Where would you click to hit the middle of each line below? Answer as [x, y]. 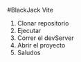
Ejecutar [29, 31]
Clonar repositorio [43, 23]
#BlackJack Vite [30, 10]
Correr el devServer [45, 38]
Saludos [29, 52]
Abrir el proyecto [41, 45]
